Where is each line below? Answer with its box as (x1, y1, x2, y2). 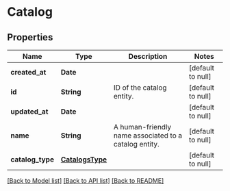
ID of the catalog (113, 83, 167, 92)
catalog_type (10, 155, 55, 164)
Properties (7, 31, 53, 43)
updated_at (10, 107, 49, 116)
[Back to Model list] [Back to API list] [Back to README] (7, 177, 164, 185)
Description (128, 52, 168, 61)
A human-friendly (113, 123, 172, 131)
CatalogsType (60, 155, 107, 164)
